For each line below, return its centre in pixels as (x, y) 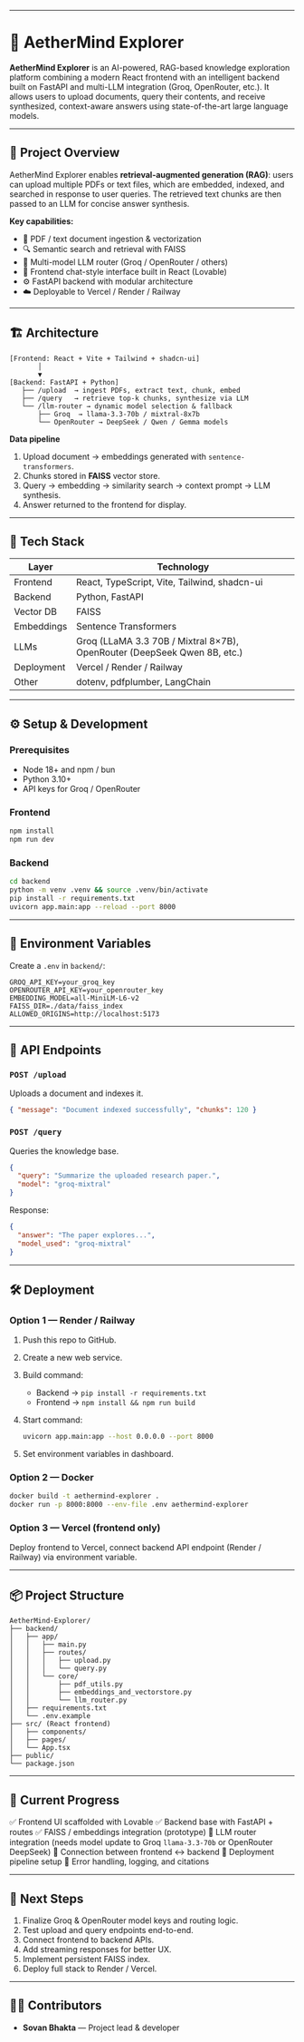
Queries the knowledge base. (64, 1151)
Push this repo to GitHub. (69, 1340)
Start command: (52, 1420)
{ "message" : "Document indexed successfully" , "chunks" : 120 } (133, 1110)
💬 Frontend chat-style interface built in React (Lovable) (125, 271)
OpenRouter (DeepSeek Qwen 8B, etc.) (159, 652)
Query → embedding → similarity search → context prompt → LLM (147, 485)
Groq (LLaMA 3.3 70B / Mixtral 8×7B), (157, 641)
